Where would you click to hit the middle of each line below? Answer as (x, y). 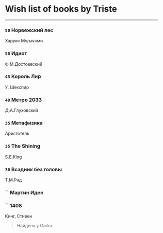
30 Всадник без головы (33, 169)
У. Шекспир (17, 87)
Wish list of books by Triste (61, 9)
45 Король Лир (23, 76)
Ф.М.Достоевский (24, 64)
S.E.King (14, 157)
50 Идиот (16, 54)
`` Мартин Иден (24, 192)
